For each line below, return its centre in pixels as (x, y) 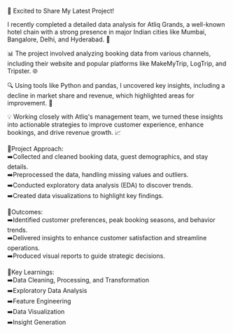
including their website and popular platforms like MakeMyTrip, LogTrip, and (117, 64)
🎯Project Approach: (36, 149)
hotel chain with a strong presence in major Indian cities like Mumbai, (107, 32)
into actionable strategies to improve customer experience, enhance (106, 124)
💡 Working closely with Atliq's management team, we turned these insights (115, 117)
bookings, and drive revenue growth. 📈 (64, 132)
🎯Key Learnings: (31, 272)
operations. (24, 248)
